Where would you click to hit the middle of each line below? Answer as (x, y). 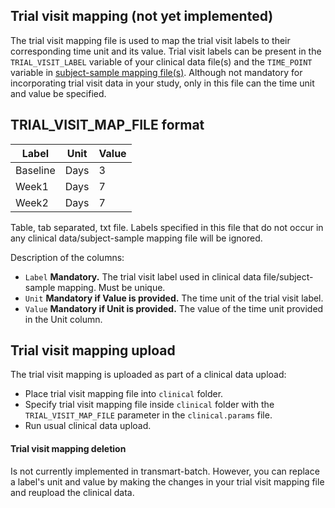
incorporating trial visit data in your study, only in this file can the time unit (162, 83)
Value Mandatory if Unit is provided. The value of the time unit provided (174, 308)
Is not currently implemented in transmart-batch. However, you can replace (165, 471)
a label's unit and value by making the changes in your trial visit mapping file (167, 481)
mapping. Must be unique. (111, 287)
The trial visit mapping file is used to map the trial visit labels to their (150, 40)
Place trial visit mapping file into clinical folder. (124, 394)
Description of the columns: (67, 257)
